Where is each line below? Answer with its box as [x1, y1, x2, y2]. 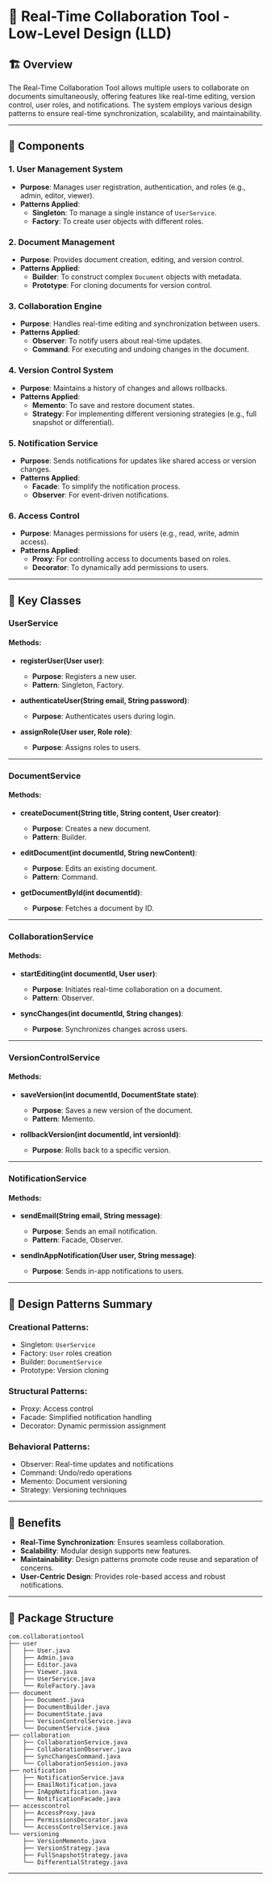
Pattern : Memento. [31, 1114, 95, 1124]
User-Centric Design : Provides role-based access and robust [19, 1572, 226, 1581]
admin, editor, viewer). [19, 190, 95, 200]
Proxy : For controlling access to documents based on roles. [31, 554, 231, 564]
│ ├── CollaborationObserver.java [8, 1746, 131, 1754]
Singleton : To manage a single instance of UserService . [31, 207, 217, 217]
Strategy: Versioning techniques [19, 1485, 127, 1495]
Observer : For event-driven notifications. [31, 489, 169, 499]
